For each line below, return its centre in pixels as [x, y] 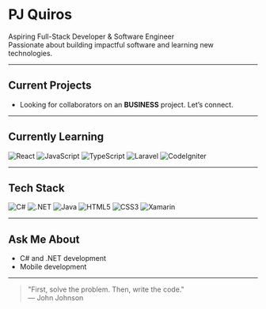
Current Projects [50, 86]
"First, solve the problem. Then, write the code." [106, 289]
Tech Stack [36, 188]
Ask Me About [44, 239]
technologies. [30, 53]
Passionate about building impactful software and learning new [111, 44]
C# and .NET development [63, 258]
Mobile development [53, 267]
